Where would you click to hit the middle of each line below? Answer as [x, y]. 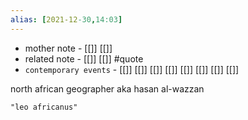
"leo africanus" [44, 107]
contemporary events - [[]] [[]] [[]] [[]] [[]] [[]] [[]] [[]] [132, 69]
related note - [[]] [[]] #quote [84, 58]
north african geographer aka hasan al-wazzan [107, 88]
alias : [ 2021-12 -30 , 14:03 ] [66, 19]
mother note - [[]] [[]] [68, 48]
